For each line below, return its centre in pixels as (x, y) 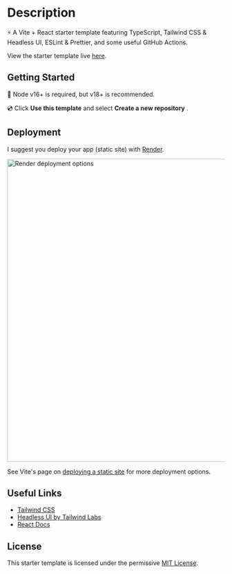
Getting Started (41, 78)
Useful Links (35, 493)
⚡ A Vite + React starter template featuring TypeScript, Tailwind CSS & (107, 32)
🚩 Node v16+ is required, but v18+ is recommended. (81, 94)
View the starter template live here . (57, 55)
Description (41, 13)
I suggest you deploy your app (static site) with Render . (86, 149)
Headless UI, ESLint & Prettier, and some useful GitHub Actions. (97, 42)
